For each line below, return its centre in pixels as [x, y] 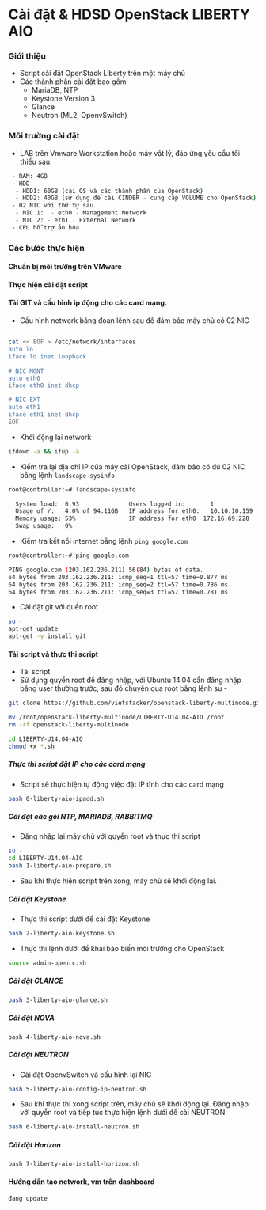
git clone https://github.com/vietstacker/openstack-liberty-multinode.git [136, 703]
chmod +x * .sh [32, 746]
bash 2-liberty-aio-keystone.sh [61, 934]
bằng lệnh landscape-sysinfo [67, 475]
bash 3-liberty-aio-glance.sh [58, 1000]
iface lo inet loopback [47, 357]
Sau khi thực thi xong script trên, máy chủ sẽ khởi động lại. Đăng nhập [134, 1104]
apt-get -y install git [47, 636]
